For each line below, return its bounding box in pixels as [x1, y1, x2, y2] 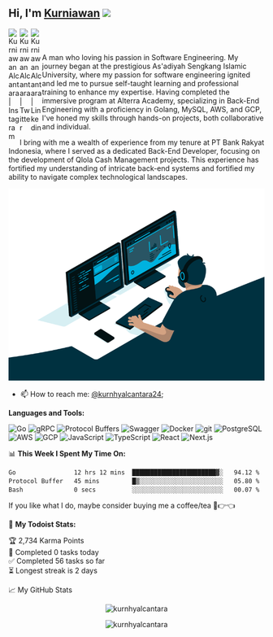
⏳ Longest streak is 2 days [8, 565, 97, 576]
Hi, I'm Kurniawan [8, 7, 101, 20]
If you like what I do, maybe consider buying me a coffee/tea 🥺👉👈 [8, 500, 236, 511]
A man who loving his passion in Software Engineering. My [41, 52, 239, 62]
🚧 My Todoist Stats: [8, 520, 76, 530]
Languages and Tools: [8, 408, 85, 417]
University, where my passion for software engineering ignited [41, 69, 250, 80]
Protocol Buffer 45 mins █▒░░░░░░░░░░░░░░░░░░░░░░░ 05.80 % [8, 477, 260, 485]
